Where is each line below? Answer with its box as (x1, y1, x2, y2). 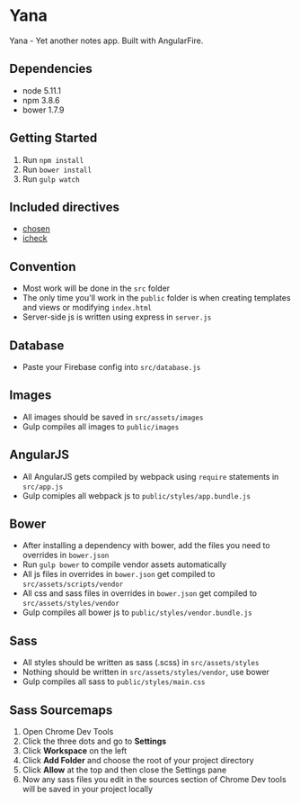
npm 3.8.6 (22, 95, 60, 105)
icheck (22, 233, 48, 244)
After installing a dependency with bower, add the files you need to (22, 540, 271, 551)
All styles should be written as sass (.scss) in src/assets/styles (22, 657, 260, 668)
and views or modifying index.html (22, 302, 153, 313)
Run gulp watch (22, 173, 80, 185)
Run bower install (22, 164, 93, 175)
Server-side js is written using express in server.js (22, 311, 212, 322)
